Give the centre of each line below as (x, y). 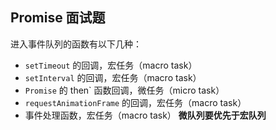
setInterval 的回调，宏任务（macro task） (113, 77)
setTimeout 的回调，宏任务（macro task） (111, 65)
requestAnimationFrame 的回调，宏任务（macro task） (135, 102)
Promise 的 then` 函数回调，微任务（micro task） (124, 90)
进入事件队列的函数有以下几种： (76, 44)
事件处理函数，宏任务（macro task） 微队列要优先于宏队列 (145, 115)
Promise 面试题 (58, 18)
